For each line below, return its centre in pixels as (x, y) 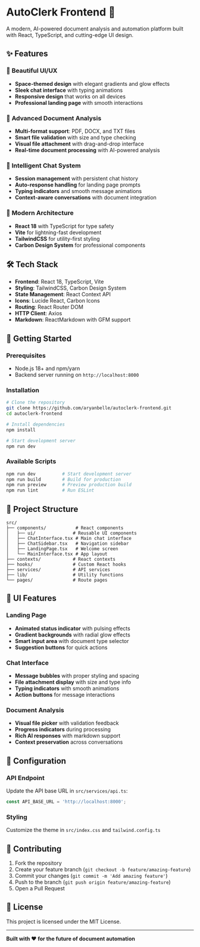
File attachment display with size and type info (73, 682)
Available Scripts (31, 461)
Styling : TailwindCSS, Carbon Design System (71, 288)
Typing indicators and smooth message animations (78, 191)
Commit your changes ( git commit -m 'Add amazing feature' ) (91, 876)
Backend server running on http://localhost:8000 (77, 375)
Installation (23, 390)
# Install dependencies (36, 424)
